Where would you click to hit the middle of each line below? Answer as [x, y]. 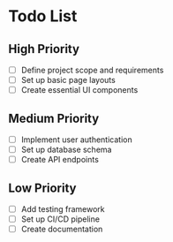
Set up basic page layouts [68, 80]
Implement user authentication [77, 140]
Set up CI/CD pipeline [60, 219]
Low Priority [42, 188]
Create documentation [62, 229]
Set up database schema [66, 150]
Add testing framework [63, 209]
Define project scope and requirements [92, 70]
